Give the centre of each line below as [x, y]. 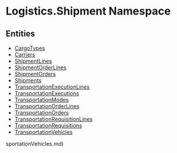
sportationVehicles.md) [35, 144]
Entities [20, 34]
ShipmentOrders [35, 74]
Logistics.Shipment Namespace [88, 11]
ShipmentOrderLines [40, 67]
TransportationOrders [42, 113]
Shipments [28, 80]
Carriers [25, 55]
